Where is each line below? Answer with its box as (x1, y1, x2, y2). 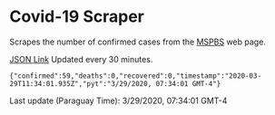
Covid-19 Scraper (9, 6, 145, 27)
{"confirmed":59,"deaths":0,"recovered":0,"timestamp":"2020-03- (9, 71, 261, 81)
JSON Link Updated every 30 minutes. (9, 53, 153, 64)
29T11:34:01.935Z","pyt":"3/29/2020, (9, 79, 152, 88)
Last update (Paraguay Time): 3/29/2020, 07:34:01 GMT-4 (9, 95, 228, 106)
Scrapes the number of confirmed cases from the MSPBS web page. (9, 36, 266, 47)
